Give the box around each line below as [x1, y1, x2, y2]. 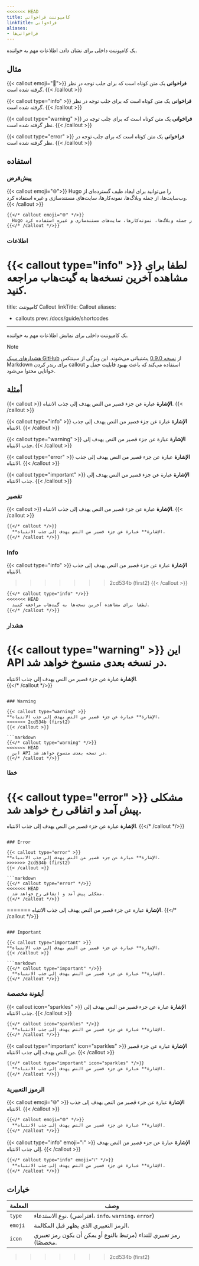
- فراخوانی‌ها [6, 31, 39, 37]
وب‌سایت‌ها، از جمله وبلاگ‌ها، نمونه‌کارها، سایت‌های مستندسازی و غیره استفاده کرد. [6, 194, 188, 201]
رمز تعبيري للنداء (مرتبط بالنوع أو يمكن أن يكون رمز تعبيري [34, 1231, 181, 1239]
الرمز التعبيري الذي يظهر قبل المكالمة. [34, 1222, 129, 1230]
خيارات [6, 1184, 30, 1194]
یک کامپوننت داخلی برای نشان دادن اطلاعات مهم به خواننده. [6, 47, 138, 54]
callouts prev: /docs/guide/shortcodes [15, 315, 109, 322]
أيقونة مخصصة [6, 990, 44, 998]
